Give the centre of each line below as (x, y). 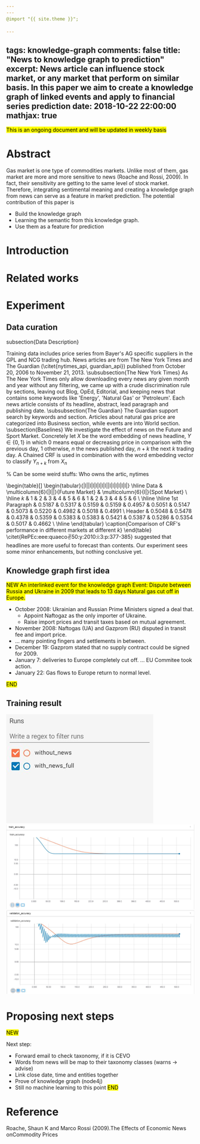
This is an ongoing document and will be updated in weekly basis (87, 130)
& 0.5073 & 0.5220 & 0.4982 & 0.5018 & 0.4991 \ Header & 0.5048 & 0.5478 (99, 511)
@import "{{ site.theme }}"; (42, 19)
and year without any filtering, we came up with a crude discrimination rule (98, 385)
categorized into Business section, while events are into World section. (93, 423)
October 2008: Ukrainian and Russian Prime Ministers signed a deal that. (104, 609)
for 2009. (26, 654)
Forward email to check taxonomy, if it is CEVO (72, 1056)
